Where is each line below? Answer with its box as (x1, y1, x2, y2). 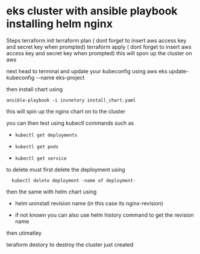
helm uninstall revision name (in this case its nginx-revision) (14, 199, 164, 207)
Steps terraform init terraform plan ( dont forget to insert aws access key (6, 37, 187, 44)
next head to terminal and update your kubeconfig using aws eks (6, 67, 167, 74)
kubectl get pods (14, 144, 59, 150)
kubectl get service (14, 155, 67, 162)
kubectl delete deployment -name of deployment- (11, 177, 136, 184)
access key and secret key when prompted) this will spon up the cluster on (6, 49, 192, 56)
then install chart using (6, 85, 63, 92)
